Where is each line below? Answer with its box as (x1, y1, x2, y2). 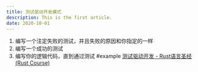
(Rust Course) (15, 59, 50, 67)
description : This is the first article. (6, 15, 113, 21)
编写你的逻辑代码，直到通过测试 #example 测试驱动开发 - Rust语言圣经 (15, 53, 192, 60)
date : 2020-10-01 (6, 20, 50, 26)
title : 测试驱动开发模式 (6, 8, 62, 15)
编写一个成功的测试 (15, 45, 64, 52)
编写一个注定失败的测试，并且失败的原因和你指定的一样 (15, 38, 153, 45)
